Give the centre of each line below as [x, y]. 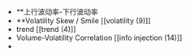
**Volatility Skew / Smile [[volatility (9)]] [84, 21]
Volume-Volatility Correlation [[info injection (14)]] [99, 38]
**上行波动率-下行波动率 [57, 12]
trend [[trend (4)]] [46, 29]
